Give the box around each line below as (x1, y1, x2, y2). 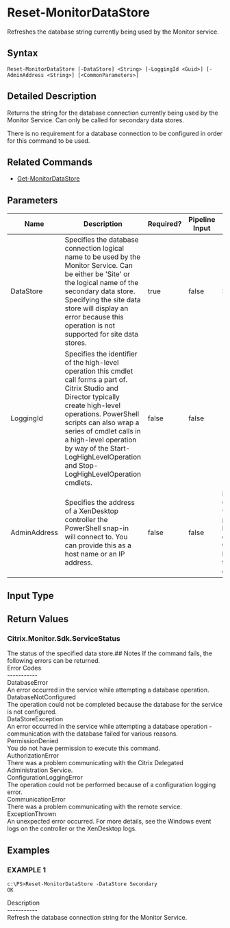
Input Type (7, 589, 55, 602)
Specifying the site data (64, 295, 141, 305)
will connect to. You (64, 532, 128, 542)
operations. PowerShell (64, 409, 140, 419)
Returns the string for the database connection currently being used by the (7, 109, 218, 117)
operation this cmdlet (64, 366, 133, 376)
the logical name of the (64, 278, 139, 288)
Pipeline (188, 215, 216, 225)
